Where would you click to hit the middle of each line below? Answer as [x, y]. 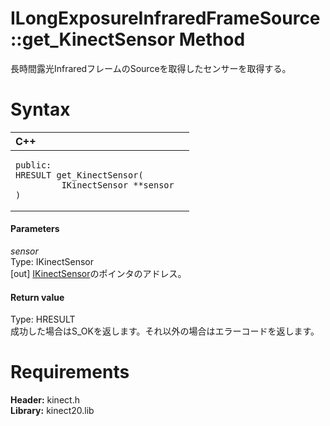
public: [33, 165]
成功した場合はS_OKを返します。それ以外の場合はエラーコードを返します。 [165, 331]
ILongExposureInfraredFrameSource [165, 18]
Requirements [70, 372]
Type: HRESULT [43, 319]
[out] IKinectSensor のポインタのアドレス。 [98, 274]
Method [212, 39]
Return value [37, 297]
